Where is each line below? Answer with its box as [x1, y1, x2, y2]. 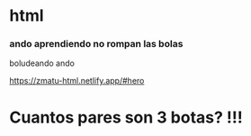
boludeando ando [9, 58, 75, 68]
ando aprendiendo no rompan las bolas [9, 38, 184, 50]
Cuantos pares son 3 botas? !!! [9, 107, 243, 127]
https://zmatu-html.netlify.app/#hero [9, 76, 145, 86]
